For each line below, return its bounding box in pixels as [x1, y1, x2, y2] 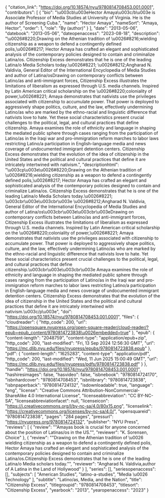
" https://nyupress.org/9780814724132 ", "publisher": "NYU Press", [5, 419, 139, 424]
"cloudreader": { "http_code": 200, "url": [5, 319, 87, 325]
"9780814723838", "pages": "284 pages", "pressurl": [5, 414, 114, 419]
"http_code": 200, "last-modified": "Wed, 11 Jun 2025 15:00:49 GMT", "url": [5, 356, 158, 362]
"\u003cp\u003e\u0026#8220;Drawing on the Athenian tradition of [5, 167, 142, 172]
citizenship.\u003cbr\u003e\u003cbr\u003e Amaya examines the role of [5, 267, 154, 272]
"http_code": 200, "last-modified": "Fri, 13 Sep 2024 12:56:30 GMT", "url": [5, 340, 155, 346]
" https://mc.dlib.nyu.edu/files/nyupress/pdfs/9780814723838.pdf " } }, [5, 361, 148, 367]
